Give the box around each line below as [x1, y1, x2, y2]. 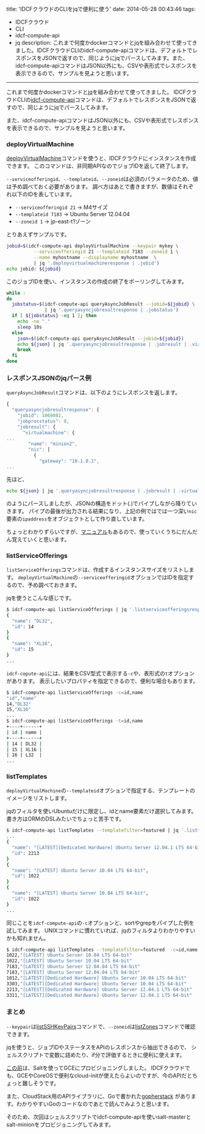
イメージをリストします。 [6, 795, 70, 802]
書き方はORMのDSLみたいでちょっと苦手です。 [6, 815, 125, 822]
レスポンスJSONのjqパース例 [6, 374, 92, 382]
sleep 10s [17, 324, 43, 330]
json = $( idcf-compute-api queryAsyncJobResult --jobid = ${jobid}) [17, 336, 184, 342]
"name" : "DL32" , [12, 618, 53, 624]
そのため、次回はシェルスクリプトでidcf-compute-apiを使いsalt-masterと [6, 1113, 192, 1121]
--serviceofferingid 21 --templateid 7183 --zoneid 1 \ [33, 249, 179, 255]
